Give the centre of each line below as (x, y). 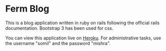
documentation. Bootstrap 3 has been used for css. (59, 28)
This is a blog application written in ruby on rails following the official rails (82, 23)
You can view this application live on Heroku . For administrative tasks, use (83, 38)
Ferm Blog (27, 9)
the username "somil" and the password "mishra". (58, 43)
